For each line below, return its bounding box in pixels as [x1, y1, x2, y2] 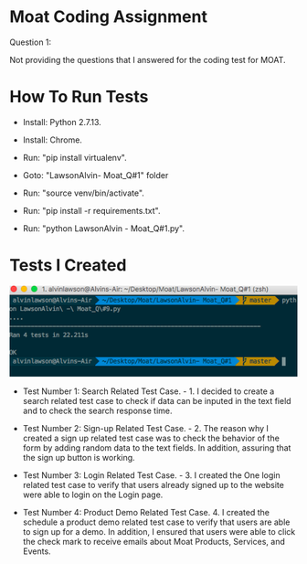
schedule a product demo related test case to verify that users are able [22, 516, 291, 527]
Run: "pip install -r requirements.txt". [22, 205, 161, 216]
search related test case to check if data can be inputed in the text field [22, 395, 291, 406]
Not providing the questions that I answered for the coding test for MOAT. [9, 54, 286, 65]
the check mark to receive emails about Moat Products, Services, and [22, 536, 285, 547]
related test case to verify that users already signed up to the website [22, 479, 285, 490]
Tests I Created [9, 255, 127, 276]
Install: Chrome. [22, 134, 82, 145]
